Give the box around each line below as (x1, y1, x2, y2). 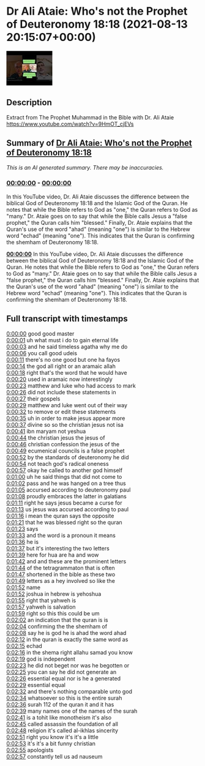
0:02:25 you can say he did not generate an (6, 668, 117, 675)
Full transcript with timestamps (6, 314, 128, 324)
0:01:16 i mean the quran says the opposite (6, 512, 114, 519)
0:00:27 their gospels (6, 395, 61, 402)
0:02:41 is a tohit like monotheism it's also (6, 713, 112, 721)
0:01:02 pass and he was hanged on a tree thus (6, 479, 127, 487)
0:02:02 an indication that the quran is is (6, 616, 108, 623)
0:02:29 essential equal (6, 681, 66, 688)
